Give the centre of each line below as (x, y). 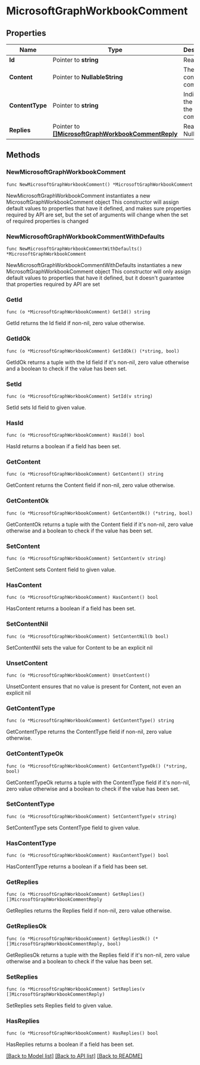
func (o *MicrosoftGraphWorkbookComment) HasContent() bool (82, 598)
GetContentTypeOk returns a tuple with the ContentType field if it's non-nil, (98, 782)
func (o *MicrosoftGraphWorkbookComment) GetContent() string (85, 474)
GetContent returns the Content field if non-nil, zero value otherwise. (91, 485)
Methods (23, 155)
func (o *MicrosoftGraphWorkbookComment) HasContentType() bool (87, 856)
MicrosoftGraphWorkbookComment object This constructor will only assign (99, 271)
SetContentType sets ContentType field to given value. (73, 827)
